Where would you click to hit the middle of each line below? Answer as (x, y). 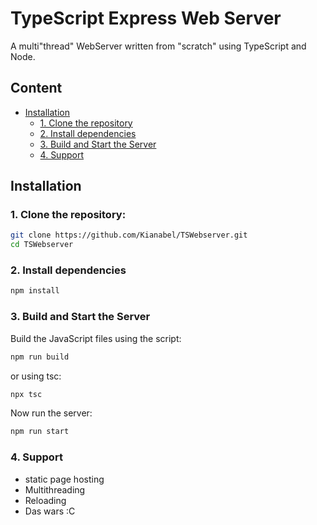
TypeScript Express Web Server (146, 18)
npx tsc (26, 394)
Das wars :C (50, 511)
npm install (35, 291)
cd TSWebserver (42, 245)
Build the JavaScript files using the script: (96, 338)
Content (36, 88)
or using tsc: (36, 376)
